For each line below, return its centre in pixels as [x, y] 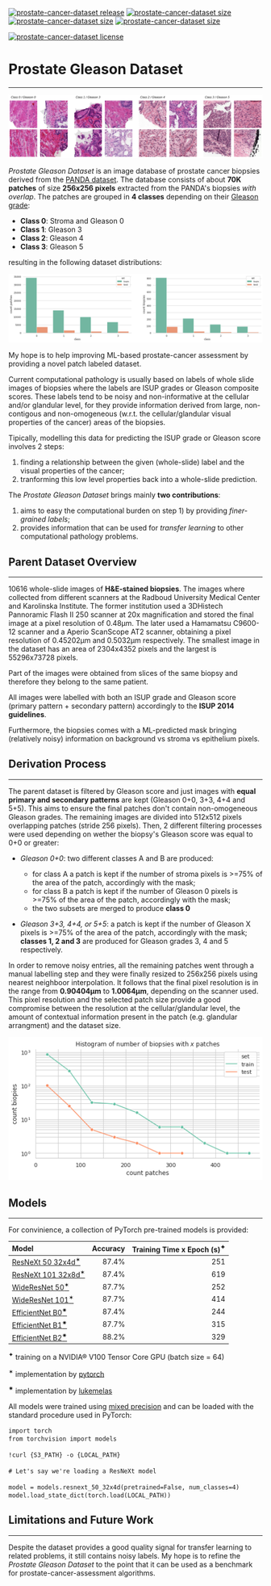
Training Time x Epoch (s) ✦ [179, 1248]
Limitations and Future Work [81, 1520]
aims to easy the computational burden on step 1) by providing [124, 511]
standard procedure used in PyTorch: [70, 1415]
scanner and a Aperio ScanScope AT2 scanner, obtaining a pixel [124, 632]
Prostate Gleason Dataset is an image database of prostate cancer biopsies [134, 171]
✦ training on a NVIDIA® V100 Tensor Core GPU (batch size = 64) [117, 1356]
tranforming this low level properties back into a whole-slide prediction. [139, 480]
